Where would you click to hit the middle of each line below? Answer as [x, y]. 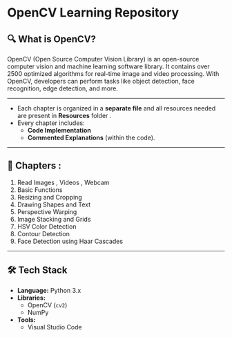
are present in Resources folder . [64, 116]
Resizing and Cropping [50, 197]
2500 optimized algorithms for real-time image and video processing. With [113, 74]
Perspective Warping [47, 211]
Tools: [26, 320]
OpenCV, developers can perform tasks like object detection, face [101, 81]
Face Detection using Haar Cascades [70, 241]
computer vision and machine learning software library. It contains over [108, 66]
